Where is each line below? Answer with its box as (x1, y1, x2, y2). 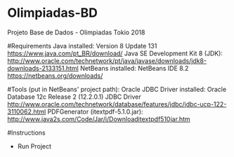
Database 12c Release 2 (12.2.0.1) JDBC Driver (7, 93, 142, 101)
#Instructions (7, 128, 46, 137)
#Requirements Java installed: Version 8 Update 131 (7, 41, 157, 50)
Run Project (17, 142, 51, 150)
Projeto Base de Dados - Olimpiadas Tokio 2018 (7, 28, 145, 36)
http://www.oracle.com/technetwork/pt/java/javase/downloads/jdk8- (7, 56, 207, 64)
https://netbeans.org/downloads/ (7, 71, 103, 80)
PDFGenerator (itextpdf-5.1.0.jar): (47, 107, 143, 116)
